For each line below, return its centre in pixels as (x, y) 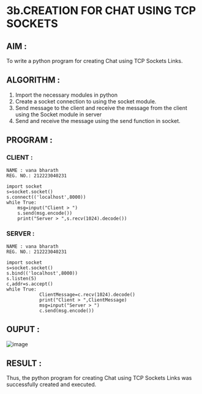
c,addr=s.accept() (30, 284)
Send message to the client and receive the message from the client (101, 108)
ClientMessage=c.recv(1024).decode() (87, 294)
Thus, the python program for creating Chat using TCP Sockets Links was (99, 378)
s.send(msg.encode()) (45, 213)
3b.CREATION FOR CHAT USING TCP (101, 11)
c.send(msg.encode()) (67, 310)
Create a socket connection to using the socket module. (86, 101)
